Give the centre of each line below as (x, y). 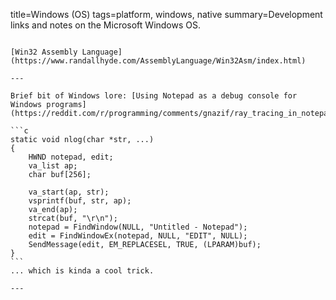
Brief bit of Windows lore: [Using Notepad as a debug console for (154, 96)
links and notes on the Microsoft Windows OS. (106, 25)
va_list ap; (53, 166)
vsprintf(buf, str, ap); (80, 201)
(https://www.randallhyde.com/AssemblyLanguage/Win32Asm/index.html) (158, 61)
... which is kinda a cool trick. (82, 271)
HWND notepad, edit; (71, 157)
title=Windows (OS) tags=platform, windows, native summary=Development (166, 14)
